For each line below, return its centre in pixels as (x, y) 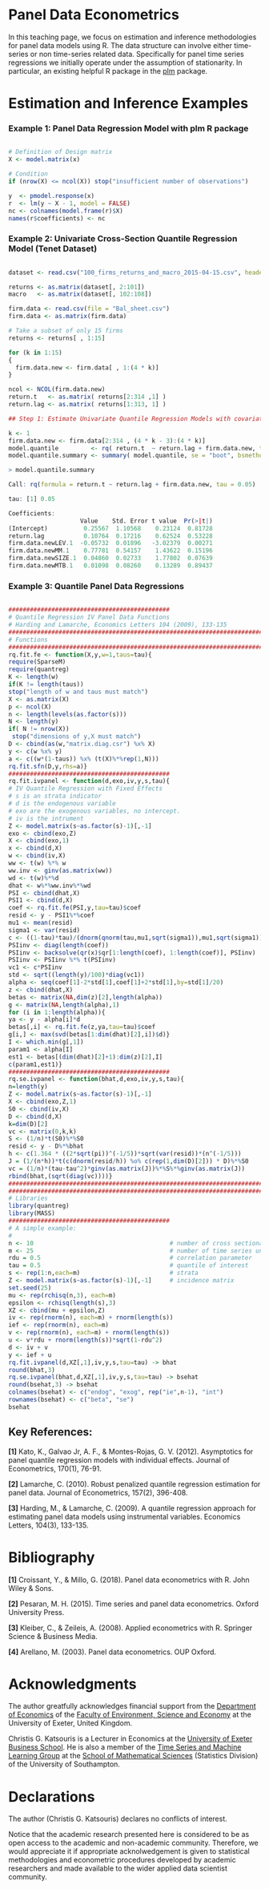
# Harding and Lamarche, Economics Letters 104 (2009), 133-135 (118, 625)
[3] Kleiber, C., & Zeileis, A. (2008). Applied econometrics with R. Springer (130, 1628)
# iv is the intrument (46, 818)
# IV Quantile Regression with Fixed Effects (85, 789)
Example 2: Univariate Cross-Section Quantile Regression (123, 239)
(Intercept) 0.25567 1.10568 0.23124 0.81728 (111, 528)
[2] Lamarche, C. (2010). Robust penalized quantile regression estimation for (134, 1483)
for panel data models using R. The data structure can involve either (120, 45)
